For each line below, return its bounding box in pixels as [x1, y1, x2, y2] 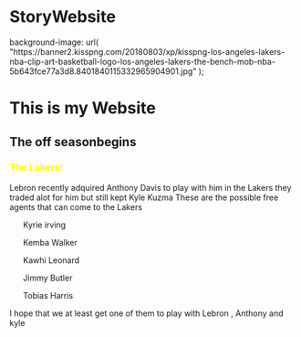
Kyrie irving [22, 219, 67, 230]
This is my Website [9, 98, 157, 119]
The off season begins [9, 134, 137, 150]
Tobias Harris [22, 290, 74, 300]
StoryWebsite [9, 6, 117, 27]
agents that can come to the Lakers [9, 201, 143, 212]
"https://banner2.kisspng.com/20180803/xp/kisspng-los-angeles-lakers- [9, 46, 285, 57]
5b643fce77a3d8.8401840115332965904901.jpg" [9, 66, 197, 77]
